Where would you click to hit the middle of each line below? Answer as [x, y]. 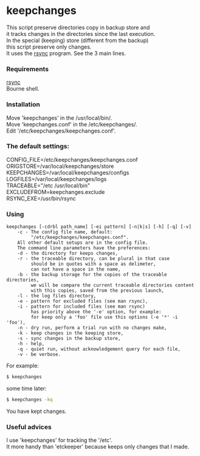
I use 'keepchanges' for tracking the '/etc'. [59, 440]
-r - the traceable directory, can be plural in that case [94, 259]
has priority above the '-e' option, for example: [96, 312]
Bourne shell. [23, 89]
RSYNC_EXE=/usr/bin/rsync [41, 198]
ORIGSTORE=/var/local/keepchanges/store [60, 166]
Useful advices [29, 427]
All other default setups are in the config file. [83, 243]
